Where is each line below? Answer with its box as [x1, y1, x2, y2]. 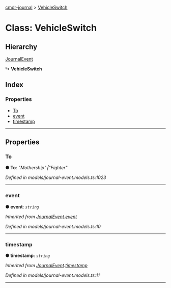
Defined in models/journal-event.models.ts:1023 [5, 174, 106, 180]
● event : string [5, 203, 39, 210]
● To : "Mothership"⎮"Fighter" [5, 165, 68, 171]
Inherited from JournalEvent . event [5, 214, 77, 220]
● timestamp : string [5, 252, 50, 258]
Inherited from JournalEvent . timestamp [5, 262, 88, 268]
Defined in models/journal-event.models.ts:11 [5, 272, 100, 278]
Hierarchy [5, 42, 38, 51]
